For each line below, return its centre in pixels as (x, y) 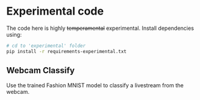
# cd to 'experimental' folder (46, 46)
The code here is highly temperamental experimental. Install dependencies (100, 28)
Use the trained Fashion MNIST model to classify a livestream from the (95, 85)
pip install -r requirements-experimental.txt (66, 51)
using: (14, 34)
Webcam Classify (41, 70)
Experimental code (55, 11)
